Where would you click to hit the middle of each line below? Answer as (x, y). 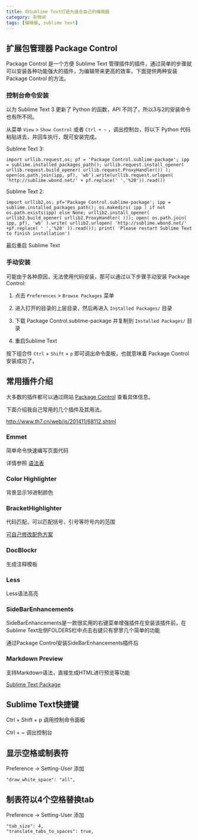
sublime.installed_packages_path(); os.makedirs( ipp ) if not (86, 208)
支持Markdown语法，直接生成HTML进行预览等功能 (68, 672)
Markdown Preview (35, 659)
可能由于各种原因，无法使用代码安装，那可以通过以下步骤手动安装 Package (98, 276)
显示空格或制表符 (37, 753)
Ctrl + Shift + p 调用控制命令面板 (46, 720)
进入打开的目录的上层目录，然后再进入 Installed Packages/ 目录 (93, 308)
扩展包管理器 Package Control (62, 48)
